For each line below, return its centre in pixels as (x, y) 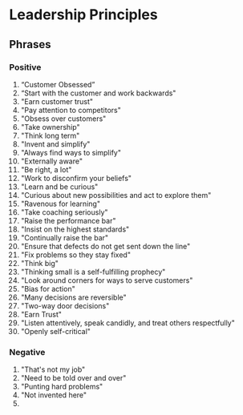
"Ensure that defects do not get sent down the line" (105, 246)
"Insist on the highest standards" (75, 229)
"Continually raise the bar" (65, 237)
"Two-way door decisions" (65, 305)
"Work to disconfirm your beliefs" (76, 178)
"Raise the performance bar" (68, 220)
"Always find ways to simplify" (71, 152)
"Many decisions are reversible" (73, 297)
